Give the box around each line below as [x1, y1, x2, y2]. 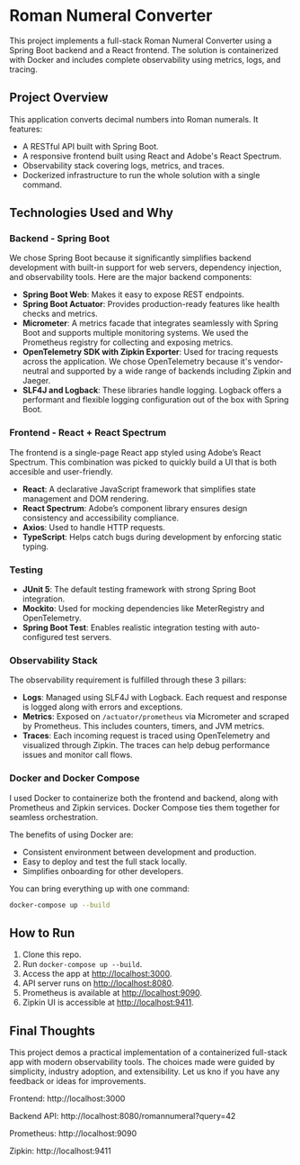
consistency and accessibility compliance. [22, 512, 180, 523]
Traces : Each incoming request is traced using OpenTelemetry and [22, 730, 270, 741]
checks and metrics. [22, 308, 99, 320]
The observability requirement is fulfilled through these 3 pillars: [9, 674, 247, 685]
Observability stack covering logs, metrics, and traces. [22, 159, 225, 171]
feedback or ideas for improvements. [9, 1076, 146, 1087]
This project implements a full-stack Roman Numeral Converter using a [9, 35, 272, 46]
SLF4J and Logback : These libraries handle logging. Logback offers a [22, 384, 282, 396]
